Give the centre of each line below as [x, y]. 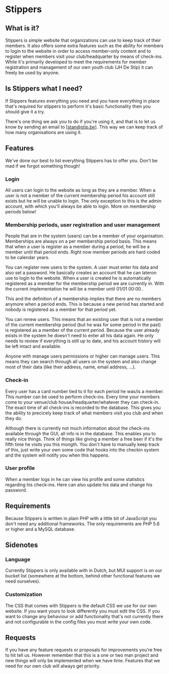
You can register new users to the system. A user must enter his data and [82, 267]
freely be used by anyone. [32, 73]
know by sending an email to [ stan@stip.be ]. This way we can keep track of [84, 127]
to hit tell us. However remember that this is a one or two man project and [82, 655]
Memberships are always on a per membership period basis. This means [81, 241]
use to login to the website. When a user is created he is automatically [78, 278]
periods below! [21, 211]
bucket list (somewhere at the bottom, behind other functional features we [83, 576]
